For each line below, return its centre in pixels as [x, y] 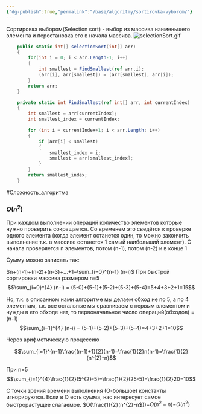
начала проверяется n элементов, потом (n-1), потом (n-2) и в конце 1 [97, 248]
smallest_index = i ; [75, 153]
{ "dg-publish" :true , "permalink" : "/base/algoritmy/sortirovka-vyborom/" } [99, 12]
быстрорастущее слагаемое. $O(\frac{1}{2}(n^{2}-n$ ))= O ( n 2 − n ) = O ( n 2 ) [98, 404]
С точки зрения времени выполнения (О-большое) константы [86, 390]
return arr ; [43, 86]
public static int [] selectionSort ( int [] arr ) [77, 47]
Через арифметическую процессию [53, 340]
